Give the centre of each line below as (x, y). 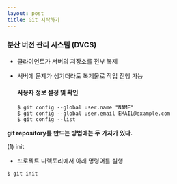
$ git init (23, 174)
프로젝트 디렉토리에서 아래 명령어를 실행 (70, 161)
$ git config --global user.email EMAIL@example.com (94, 114)
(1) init (16, 147)
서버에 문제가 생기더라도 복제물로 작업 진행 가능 (80, 75)
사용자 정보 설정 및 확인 (47, 92)
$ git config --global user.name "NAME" (75, 107)
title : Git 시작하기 (33, 20)
